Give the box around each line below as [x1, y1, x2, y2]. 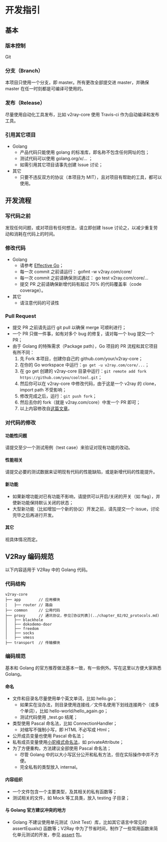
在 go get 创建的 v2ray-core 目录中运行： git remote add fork [19, 368, 147, 374]
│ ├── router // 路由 [5, 602, 53, 608]
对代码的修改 [5, 419, 36, 426]
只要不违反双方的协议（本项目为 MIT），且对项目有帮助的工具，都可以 [19, 174, 162, 180]
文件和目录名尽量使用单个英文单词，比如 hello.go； [12, 695, 118, 701]
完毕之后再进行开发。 [12, 512, 56, 518]
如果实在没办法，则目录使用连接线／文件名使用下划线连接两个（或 [19, 702, 155, 708]
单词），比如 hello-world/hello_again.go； [24, 708, 108, 714]
